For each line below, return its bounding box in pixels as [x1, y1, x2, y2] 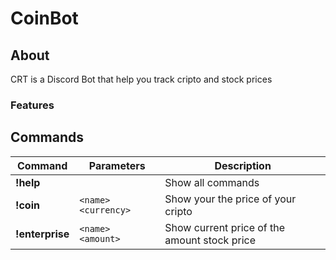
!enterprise [15, 227, 70, 241]
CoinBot [10, 7, 79, 30]
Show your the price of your [164, 192, 297, 206]
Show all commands [164, 175, 260, 189]
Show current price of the [164, 220, 286, 234]
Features [10, 98, 55, 112]
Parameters [88, 158, 146, 172]
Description [214, 158, 272, 172]
